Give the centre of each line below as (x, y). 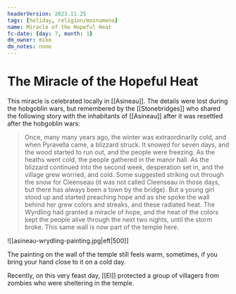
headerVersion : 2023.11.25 (47, 14)
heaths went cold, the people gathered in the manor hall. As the (117, 159)
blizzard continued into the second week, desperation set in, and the (124, 167)
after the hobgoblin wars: (44, 123)
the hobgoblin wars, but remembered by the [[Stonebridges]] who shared (114, 108)
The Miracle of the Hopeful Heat (103, 81)
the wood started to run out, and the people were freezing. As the (120, 152)
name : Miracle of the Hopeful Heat (60, 27)
